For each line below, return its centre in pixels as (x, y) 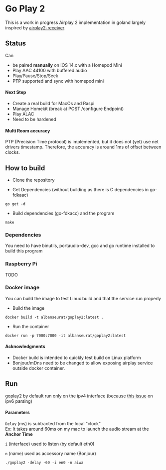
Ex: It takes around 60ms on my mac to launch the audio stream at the (77, 429)
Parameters (17, 412)
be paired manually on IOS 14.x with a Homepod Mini (67, 65)
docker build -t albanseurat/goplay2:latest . (54, 317)
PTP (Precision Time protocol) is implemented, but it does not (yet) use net (82, 142)
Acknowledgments (25, 347)
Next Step (16, 92)
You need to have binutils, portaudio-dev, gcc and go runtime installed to (80, 246)
